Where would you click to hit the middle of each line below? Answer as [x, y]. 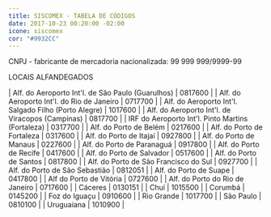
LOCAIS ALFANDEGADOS [51, 77]
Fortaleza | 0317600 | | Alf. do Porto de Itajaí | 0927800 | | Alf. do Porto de [131, 136]
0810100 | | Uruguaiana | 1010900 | [67, 205]
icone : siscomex [36, 31]
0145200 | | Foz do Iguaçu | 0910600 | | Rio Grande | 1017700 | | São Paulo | [135, 196]
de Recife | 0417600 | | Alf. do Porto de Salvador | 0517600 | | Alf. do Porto [133, 153]
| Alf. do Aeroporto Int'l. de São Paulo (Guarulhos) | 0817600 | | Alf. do [125, 93]
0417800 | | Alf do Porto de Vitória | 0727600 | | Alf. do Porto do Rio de [126, 179]
